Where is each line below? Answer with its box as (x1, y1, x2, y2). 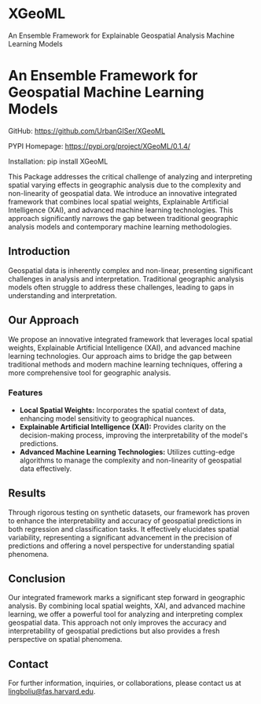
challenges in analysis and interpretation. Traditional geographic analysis (8, 274, 244, 283)
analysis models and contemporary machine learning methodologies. (8, 222, 232, 231)
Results (8, 487, 46, 500)
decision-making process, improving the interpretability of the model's (19, 430, 248, 440)
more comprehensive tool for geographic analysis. (8, 367, 171, 378)
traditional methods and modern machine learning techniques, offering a (8, 359, 243, 369)
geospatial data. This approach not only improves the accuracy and (8, 618, 226, 628)
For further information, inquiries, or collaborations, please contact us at (8, 678, 241, 688)
